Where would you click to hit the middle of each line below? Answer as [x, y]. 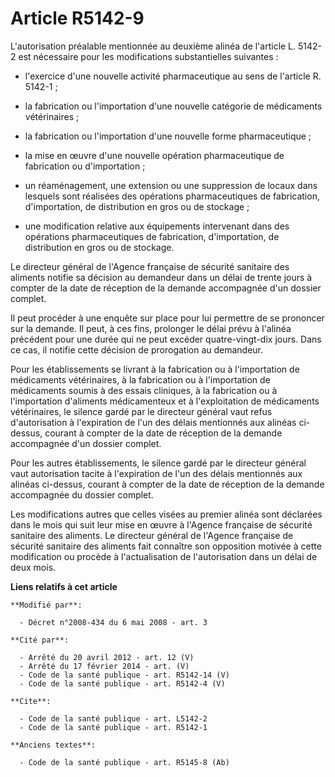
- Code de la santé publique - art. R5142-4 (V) [122, 683]
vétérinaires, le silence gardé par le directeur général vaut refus [141, 411]
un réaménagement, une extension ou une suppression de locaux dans [171, 185]
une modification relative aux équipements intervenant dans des [157, 226]
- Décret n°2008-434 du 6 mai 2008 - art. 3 [113, 622]
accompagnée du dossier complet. [82, 494]
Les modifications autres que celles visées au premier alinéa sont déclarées [166, 514]
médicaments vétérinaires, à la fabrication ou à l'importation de [140, 379]
